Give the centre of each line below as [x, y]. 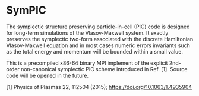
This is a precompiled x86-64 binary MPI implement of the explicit [87, 63]
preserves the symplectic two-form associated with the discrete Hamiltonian [100, 39]
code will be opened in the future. [48, 75]
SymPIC [26, 10]
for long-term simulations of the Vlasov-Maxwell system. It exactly [87, 32]
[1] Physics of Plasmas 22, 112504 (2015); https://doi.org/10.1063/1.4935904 [99, 87]
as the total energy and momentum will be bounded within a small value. [94, 51]
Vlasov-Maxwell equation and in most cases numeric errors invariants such [98, 45]
